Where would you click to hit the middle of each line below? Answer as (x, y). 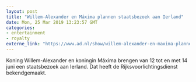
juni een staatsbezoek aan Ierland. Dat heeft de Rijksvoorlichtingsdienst (92, 66)
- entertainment (26, 33)
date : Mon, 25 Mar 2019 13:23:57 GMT (52, 22)
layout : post (22, 11)
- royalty (18, 38)
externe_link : (23, 44)
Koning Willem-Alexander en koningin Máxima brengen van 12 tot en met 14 (97, 60)
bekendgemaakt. (26, 73)
